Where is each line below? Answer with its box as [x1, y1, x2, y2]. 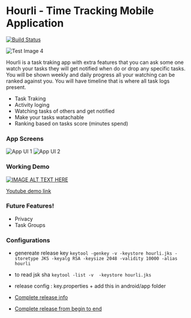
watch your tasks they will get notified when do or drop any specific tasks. [6, 65, 186, 72]
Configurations [6, 236, 50, 244]
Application [6, 16, 64, 30]
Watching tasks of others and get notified [14, 107, 115, 114]
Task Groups [14, 221, 46, 228]
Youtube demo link [6, 187, 52, 194]
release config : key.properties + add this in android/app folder [14, 283, 166, 290]
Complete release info [14, 294, 69, 301]
